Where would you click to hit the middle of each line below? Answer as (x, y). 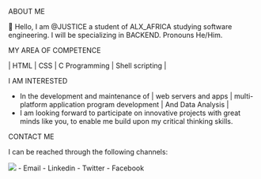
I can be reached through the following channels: (88, 152)
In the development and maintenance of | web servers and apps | (126, 96)
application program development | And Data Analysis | (139, 104)
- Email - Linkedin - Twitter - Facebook (81, 168)
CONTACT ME (31, 136)
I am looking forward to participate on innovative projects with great (130, 113)
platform (33, 104)
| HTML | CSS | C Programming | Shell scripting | (87, 65)
